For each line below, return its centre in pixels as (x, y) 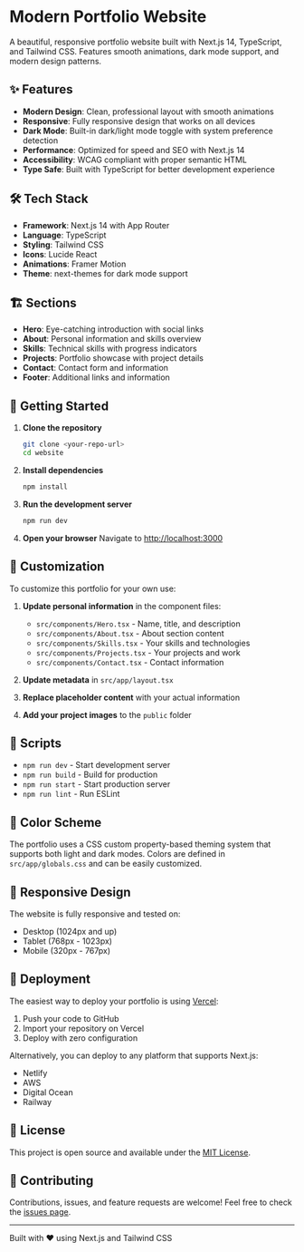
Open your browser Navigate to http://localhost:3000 (123, 538)
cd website (43, 453)
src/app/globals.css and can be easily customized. (106, 864)
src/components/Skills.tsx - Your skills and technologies (143, 643)
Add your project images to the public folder (107, 714)
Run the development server (77, 504)
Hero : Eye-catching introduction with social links (113, 329)
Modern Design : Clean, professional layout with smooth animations (148, 112)
